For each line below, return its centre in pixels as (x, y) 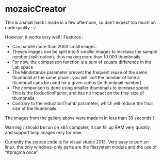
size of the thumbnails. (35, 108)
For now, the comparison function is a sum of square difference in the (82, 62)
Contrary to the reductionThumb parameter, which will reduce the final (82, 103)
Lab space (23, 67)
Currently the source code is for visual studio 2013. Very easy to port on (77, 142)
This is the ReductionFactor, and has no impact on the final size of (78, 93)
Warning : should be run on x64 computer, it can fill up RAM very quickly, (78, 127)
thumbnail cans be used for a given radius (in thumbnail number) (77, 82)
